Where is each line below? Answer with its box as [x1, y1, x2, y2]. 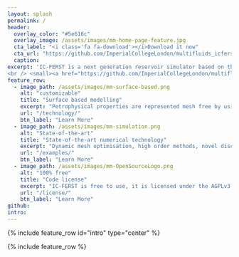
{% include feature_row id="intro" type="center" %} [7, 229, 161, 237]
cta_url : [14, 51, 40, 58]
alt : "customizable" [20, 90, 81, 97]
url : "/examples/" [20, 150, 75, 157]
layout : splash [7, 10, 53, 18]
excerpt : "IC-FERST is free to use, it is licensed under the [20, 182, 208, 189]
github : [7, 202, 31, 210]
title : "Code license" [20, 176, 87, 183]
